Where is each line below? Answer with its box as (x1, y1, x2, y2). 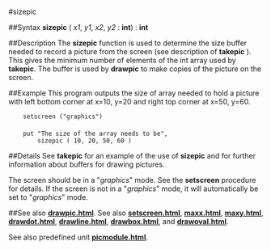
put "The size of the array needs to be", (23, 129, 168, 138)
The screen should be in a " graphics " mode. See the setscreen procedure (8, 176, 256, 184)
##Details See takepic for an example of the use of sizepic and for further (8, 151, 256, 160)
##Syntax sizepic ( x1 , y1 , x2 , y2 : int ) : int (8, 23, 149, 32)
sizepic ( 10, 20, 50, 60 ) (37, 137, 132, 145)
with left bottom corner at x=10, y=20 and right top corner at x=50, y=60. (8, 97, 251, 106)
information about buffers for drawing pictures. (8, 159, 165, 169)
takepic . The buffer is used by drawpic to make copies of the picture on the (8, 64, 261, 74)
